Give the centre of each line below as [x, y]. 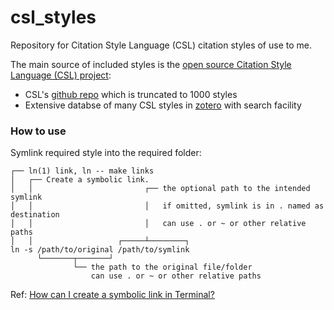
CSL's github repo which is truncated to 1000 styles [131, 94]
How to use [38, 131]
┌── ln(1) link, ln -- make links [82, 171]
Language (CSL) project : [61, 75]
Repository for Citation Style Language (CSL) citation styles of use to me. [161, 45]
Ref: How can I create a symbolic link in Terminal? [112, 295]
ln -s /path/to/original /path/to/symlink [100, 250]
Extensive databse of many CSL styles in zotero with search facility [163, 105]
